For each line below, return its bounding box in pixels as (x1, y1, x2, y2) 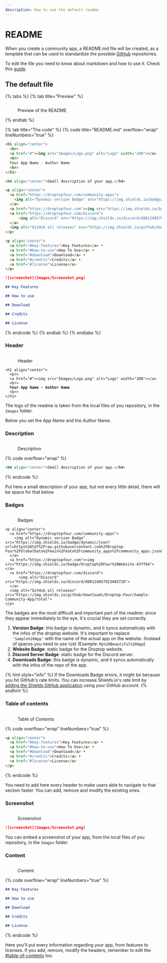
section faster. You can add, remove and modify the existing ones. (5, 787, 141, 793)
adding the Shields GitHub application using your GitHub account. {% (5, 683, 148, 689)
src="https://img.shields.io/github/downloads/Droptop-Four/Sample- (5, 593, 150, 598)
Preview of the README (17, 107, 67, 113)
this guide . (5, 65, 27, 71)
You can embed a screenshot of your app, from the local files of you (5, 834, 145, 840)
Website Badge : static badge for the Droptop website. (12, 646, 124, 652)
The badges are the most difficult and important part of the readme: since (5, 610, 157, 616)
